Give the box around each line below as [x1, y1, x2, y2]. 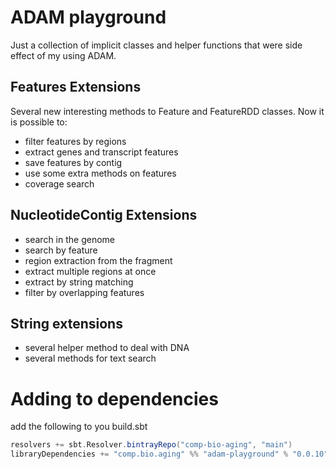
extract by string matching [24, 276, 134, 288]
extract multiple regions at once [24, 265, 157, 277]
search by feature [24, 244, 98, 256]
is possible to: [10, 116, 68, 128]
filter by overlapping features [24, 286, 145, 298]
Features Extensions [10, 79, 142, 96]
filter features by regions [24, 135, 127, 147]
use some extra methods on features [24, 167, 177, 179]
